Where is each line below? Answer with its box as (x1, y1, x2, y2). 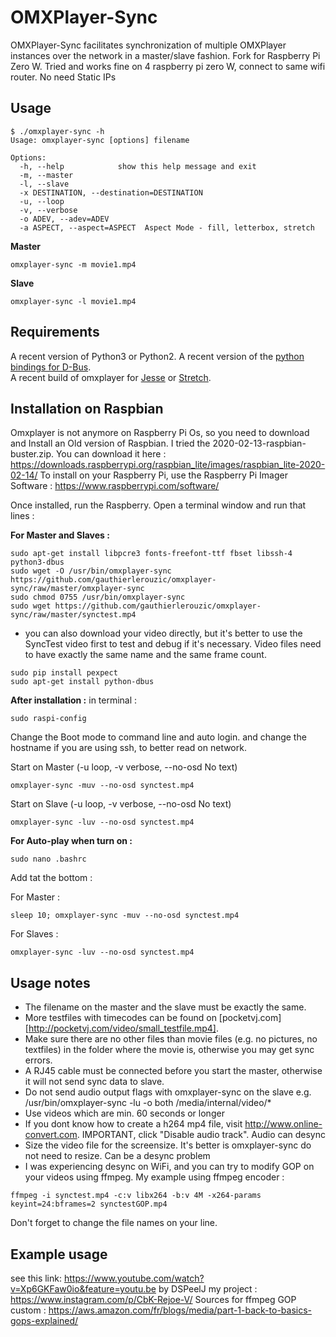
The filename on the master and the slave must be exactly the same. (24, 1001, 307, 1013)
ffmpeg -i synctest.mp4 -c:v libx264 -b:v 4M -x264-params (10, 1191, 262, 1201)
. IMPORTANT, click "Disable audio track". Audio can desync (76, 1129, 327, 1141)
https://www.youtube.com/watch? (63, 1272, 205, 1284)
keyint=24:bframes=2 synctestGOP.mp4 (10, 1199, 168, 1210)
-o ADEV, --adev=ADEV (19, 214, 110, 224)
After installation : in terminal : (10, 694, 138, 706)
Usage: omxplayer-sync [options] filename (10, 135, 190, 145)
